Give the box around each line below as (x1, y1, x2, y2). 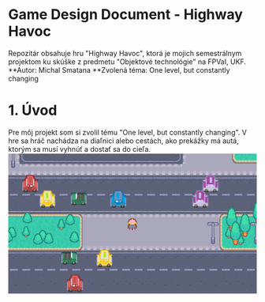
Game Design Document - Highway (8, 6, 243, 24)
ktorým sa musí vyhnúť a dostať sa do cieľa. (8, 144, 151, 153)
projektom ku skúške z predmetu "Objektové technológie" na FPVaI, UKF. (8, 57, 247, 66)
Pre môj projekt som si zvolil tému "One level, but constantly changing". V (8, 127, 247, 137)
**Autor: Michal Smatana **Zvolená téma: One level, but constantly (8, 65, 230, 74)
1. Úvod (8, 101, 58, 119)
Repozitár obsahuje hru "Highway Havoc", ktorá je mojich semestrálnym (8, 48, 242, 58)
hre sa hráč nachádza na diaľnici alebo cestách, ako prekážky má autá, (8, 136, 239, 145)
